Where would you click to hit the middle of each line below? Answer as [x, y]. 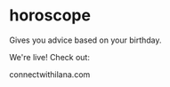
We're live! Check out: [50, 57]
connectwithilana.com [50, 74]
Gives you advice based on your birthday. [85, 40]
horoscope [50, 16]
